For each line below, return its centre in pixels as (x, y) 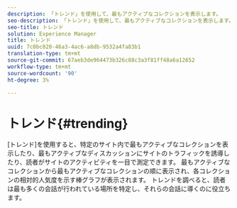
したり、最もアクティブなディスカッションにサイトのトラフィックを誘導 (118, 153)
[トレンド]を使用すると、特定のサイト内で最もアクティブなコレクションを (115, 144)
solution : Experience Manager (52, 34)
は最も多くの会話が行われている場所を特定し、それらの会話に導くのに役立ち (119, 189)
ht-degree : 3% (28, 80)
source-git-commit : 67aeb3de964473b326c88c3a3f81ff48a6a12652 (101, 60)
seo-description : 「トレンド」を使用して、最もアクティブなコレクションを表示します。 (121, 21)
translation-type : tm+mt (44, 54)
